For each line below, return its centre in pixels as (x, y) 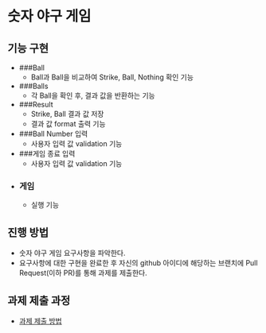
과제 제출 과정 (39, 300)
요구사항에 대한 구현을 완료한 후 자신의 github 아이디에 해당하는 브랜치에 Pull (138, 263)
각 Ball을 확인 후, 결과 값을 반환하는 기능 (93, 95)
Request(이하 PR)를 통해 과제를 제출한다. (83, 273)
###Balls (33, 86)
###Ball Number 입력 (53, 134)
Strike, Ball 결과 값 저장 (67, 114)
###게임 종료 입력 (47, 153)
